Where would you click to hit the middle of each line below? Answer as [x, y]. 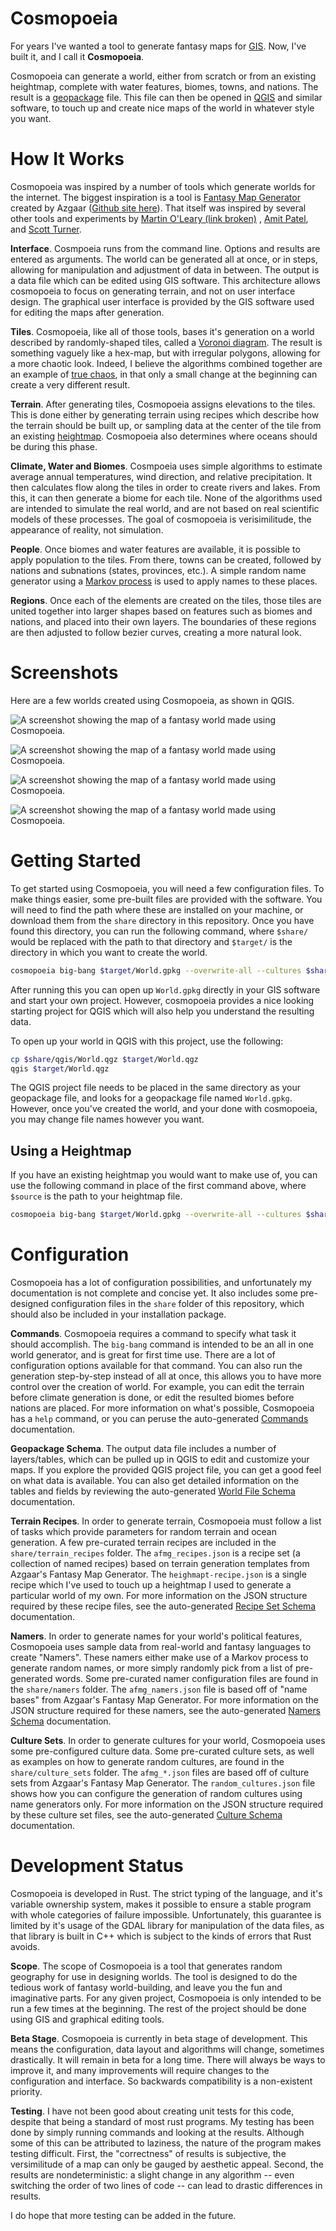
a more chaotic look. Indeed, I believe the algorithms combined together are [166, 363]
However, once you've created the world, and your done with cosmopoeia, [164, 1109]
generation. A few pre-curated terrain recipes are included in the [143, 1542]
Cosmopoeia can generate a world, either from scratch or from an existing [163, 76]
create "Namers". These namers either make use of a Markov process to [159, 1657]
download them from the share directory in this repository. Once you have [162, 920]
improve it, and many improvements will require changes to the [140, 2070]
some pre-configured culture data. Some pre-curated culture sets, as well [162, 1751]
